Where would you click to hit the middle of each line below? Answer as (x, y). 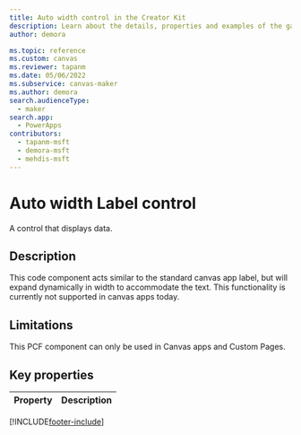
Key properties (52, 374)
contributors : (36, 134)
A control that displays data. (61, 228)
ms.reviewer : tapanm (48, 67)
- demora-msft (43, 151)
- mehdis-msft (43, 159)
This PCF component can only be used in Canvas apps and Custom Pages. (148, 347)
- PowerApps (40, 126)
